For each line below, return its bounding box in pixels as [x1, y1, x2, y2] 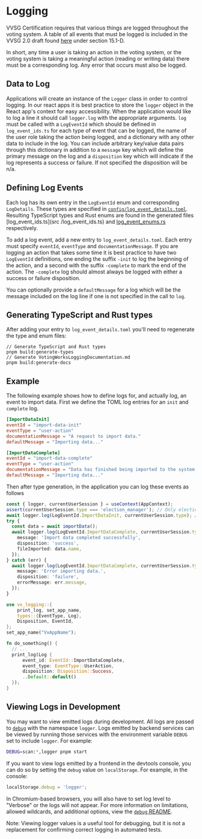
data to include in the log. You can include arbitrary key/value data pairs [6, 140, 185, 147]
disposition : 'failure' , [17, 574, 79, 580]
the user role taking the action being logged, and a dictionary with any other [6, 133, 194, 140]
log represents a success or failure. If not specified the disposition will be [6, 158, 188, 166]
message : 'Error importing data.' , [17, 568, 106, 575]
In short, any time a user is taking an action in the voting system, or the [6, 48, 182, 55]
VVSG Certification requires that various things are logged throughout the [6, 24, 189, 31]
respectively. [6, 224, 38, 231]
